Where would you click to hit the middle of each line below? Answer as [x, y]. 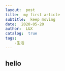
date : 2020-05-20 [25, 24]
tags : [11, 39]
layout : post [20, 10]
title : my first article [32, 15]
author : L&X [19, 29]
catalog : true [21, 33]
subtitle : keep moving [30, 19]
